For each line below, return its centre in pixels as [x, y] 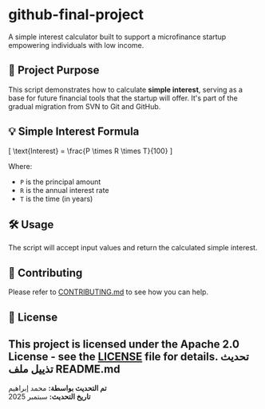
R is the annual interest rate [64, 190]
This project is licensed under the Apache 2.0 [124, 344]
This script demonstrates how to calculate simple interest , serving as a [126, 89]
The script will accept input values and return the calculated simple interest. [133, 248]
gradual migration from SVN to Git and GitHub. [85, 106]
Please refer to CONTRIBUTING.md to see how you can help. [109, 292]
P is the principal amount [60, 182]
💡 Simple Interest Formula [74, 132]
